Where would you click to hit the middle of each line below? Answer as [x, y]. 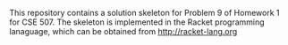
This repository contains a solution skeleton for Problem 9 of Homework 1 [144, 13]
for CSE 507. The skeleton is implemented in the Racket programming [137, 22]
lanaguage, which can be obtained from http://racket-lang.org [123, 31]
